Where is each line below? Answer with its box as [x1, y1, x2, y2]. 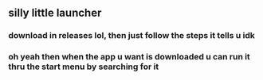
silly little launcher [8, 6, 102, 20]
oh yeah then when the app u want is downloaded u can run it [8, 51, 251, 63]
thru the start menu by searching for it [8, 61, 159, 72]
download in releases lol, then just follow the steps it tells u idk [8, 30, 255, 41]
